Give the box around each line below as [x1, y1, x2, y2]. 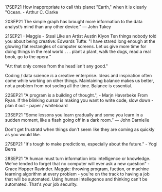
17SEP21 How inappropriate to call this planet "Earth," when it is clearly [5, 4, 147, 10]
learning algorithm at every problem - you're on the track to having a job [5, 171, 150, 176]
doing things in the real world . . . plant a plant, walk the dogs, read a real [5, 48, 151, 54]
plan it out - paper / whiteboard [5, 103, 68, 108]
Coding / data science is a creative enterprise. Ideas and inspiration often [5, 73, 152, 78]
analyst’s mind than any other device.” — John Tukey [5, 24, 111, 30]
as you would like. [5, 132, 41, 137]
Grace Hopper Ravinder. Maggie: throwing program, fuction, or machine [5, 166, 149, 172]
